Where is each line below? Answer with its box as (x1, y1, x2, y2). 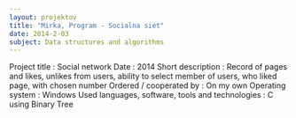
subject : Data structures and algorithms (9, 37, 165, 47)
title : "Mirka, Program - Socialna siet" (9, 21, 165, 30)
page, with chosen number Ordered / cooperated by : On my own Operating (9, 80, 286, 91)
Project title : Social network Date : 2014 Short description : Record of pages (9, 62, 288, 72)
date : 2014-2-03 (9, 29, 69, 38)
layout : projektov (9, 12, 77, 22)
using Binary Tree (9, 99, 74, 110)
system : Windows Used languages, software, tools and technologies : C (9, 90, 274, 100)
